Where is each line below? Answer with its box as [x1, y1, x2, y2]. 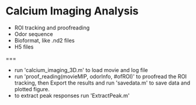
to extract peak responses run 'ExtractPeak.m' [14, 92, 130, 99]
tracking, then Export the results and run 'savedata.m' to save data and [14, 79, 191, 86]
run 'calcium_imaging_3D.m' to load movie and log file [14, 66, 149, 73]
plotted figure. [14, 85, 50, 92]
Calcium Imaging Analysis [5, 4, 139, 18]
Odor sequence [14, 30, 54, 37]
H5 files [14, 43, 34, 50]
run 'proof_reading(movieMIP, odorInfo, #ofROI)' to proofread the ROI [14, 73, 187, 80]
